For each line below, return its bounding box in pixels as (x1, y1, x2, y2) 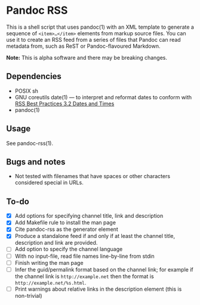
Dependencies (6, 71, 61, 81)
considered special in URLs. (14, 179, 84, 186)
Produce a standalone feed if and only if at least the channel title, (14, 233, 175, 240)
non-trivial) (14, 292, 43, 299)
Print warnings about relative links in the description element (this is (14, 285, 182, 292)
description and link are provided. (14, 239, 98, 246)
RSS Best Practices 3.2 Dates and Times (14, 100, 115, 107)
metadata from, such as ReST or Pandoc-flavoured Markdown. (6, 42, 161, 50)
